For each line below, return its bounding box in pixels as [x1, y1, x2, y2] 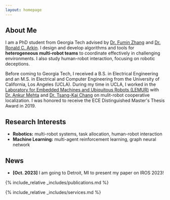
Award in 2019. [5, 103, 36, 109]
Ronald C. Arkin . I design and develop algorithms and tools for [5, 45, 135, 51]
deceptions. [5, 61, 30, 67]
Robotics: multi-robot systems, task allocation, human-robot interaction [12, 131, 163, 137]
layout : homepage [5, 7, 42, 13]
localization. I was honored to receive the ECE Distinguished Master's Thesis [5, 97, 165, 104]
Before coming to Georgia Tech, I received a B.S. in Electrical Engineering [5, 71, 158, 77]
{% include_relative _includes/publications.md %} [5, 180, 109, 186]
